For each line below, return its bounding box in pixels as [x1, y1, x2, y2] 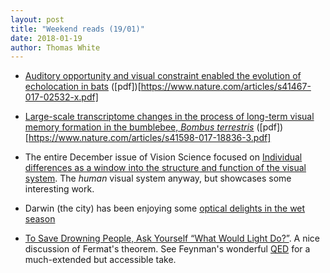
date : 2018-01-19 [10, 33, 83, 43]
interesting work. [24, 183, 95, 195]
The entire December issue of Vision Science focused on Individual [24, 151, 303, 163]
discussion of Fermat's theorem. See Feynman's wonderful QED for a [24, 243, 311, 255]
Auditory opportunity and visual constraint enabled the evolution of [24, 70, 302, 82]
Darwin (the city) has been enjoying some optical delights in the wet [24, 202, 306, 215]
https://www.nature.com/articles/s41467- [140, 81, 312, 93]
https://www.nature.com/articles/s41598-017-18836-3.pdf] [28, 132, 272, 144]
